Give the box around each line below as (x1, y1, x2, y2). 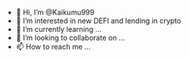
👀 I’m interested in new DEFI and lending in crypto (15, 16, 182, 26)
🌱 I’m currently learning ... (15, 25, 102, 33)
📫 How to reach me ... (15, 42, 91, 51)
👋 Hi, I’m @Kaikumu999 (15, 8, 95, 17)
